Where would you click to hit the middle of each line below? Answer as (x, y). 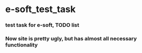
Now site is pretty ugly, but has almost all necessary (71, 39)
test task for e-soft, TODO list (42, 25)
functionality (22, 45)
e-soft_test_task (40, 9)
